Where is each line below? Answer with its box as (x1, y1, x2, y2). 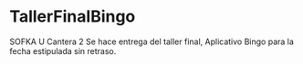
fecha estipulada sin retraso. (9, 45, 117, 56)
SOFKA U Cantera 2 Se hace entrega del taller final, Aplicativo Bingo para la (9, 36, 295, 47)
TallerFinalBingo (9, 6, 136, 27)
